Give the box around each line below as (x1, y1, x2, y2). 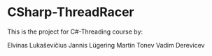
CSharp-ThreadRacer (7, 4, 134, 20)
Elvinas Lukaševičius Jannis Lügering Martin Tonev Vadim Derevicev (7, 41, 205, 49)
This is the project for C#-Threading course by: (7, 27, 143, 36)
